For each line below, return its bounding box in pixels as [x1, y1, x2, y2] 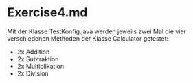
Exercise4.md [7, 5, 88, 20]
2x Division [16, 69, 49, 78]
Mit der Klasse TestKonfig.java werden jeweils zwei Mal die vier [7, 27, 187, 35]
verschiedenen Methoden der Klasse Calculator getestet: [7, 34, 169, 42]
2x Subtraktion [16, 54, 59, 63]
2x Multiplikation [16, 62, 64, 70]
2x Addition [16, 48, 50, 56]
